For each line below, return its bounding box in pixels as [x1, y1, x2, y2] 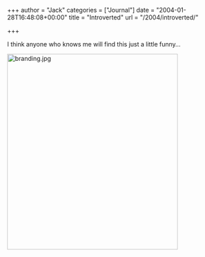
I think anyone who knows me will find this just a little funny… [7, 40, 181, 48]
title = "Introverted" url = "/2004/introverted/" [68, 13, 199, 21]
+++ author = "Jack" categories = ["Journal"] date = [7, 6, 155, 14]
